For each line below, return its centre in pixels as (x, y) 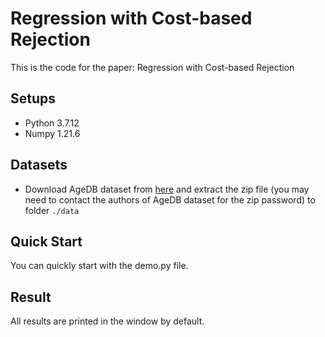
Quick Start (46, 241)
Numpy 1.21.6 (52, 133)
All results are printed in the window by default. (107, 321)
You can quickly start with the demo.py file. (99, 266)
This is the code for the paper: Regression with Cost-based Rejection (152, 67)
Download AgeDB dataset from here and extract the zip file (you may (167, 189)
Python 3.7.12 (52, 123)
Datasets (39, 165)
